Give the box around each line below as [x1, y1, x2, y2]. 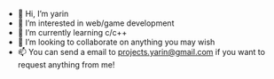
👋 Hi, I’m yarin [17, 9, 69, 19]
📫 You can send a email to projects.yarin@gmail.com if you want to [17, 47, 266, 57]
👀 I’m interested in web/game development [17, 18, 175, 28]
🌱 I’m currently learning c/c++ [17, 28, 128, 37]
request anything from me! [17, 59, 115, 70]
